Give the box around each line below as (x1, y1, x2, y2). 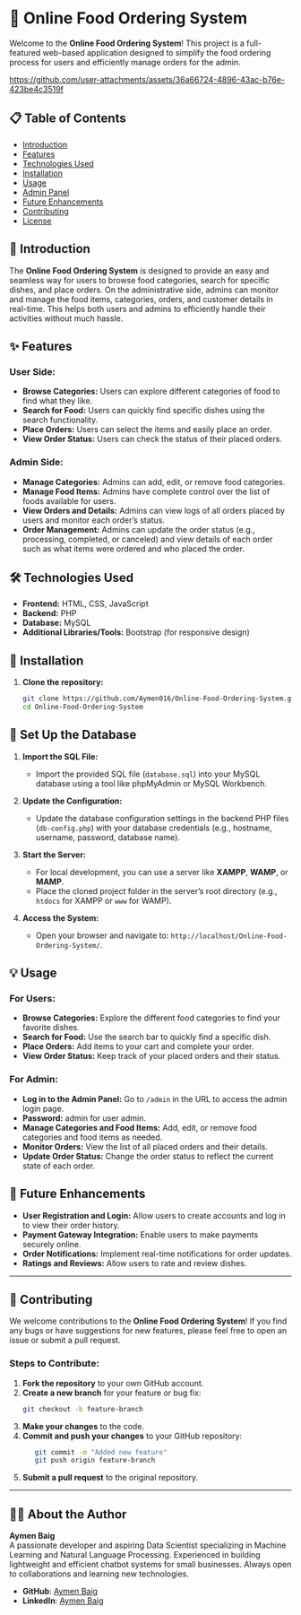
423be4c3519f (9, 83, 64, 94)
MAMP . (35, 876, 64, 887)
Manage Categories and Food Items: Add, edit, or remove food (21, 1122, 257, 1133)
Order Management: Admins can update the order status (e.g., (21, 524, 255, 534)
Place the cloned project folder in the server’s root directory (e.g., (35, 885, 278, 896)
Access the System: (21, 912, 99, 923)
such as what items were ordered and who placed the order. (21, 543, 245, 554)
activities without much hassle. (9, 313, 124, 324)
